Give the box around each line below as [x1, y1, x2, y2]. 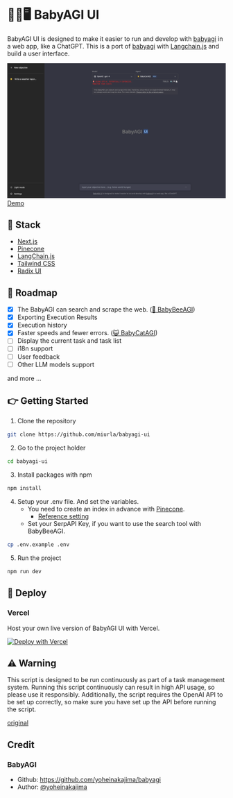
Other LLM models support [17, 360, 95, 368]
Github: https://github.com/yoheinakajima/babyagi [17, 776, 162, 783]
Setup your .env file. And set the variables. [17, 498, 139, 506]
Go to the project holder [17, 443, 86, 452]
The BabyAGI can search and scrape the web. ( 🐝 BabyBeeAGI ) [17, 305, 196, 314]
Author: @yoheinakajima [17, 783, 88, 791]
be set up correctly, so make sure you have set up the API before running [7, 698, 216, 706]
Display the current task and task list [17, 337, 122, 345]
